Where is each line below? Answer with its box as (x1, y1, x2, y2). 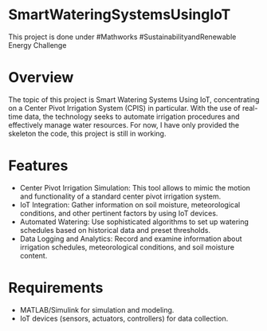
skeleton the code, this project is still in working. (8, 128, 167, 138)
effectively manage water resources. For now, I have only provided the (8, 120, 240, 129)
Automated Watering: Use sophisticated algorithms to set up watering (19, 217, 249, 227)
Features (8, 157, 69, 175)
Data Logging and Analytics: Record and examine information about (19, 234, 242, 243)
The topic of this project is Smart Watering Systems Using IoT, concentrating (8, 94, 260, 104)
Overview (8, 69, 74, 87)
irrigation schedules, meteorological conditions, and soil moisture (19, 242, 235, 252)
